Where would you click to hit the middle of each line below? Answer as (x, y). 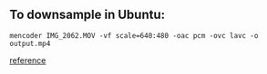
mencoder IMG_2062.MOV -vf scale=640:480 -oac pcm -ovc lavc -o (134, 35)
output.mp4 (30, 43)
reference (28, 60)
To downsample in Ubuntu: (87, 15)
